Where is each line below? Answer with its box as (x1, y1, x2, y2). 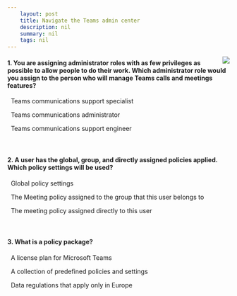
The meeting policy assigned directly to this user (10, 206, 152, 215)
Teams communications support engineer (10, 125, 132, 133)
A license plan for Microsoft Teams (10, 253, 112, 262)
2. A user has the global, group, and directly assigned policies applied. (7, 155, 218, 164)
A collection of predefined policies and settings (10, 267, 148, 275)
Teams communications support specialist (10, 97, 134, 106)
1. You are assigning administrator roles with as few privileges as (7, 58, 201, 67)
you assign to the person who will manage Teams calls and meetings (7, 74, 213, 82)
